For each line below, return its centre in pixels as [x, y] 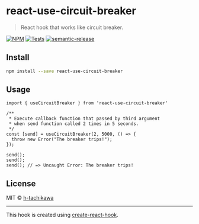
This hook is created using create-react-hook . [62, 215]
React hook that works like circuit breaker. [72, 27]
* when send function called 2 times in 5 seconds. [74, 124]
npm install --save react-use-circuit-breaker [65, 71]
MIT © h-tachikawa [30, 198]
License [21, 183]
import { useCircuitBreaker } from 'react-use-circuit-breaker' [87, 103]
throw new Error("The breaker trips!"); [62, 140]
